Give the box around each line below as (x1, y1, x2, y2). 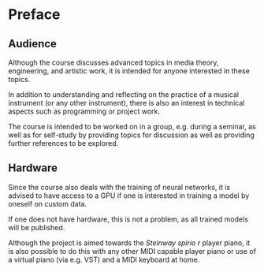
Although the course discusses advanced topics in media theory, (8, 58, 219, 67)
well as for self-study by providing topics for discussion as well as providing (8, 130, 255, 140)
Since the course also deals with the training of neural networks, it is (8, 182, 231, 192)
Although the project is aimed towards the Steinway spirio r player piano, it (8, 238, 251, 248)
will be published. (8, 222, 65, 232)
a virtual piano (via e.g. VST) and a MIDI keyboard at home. (8, 255, 200, 264)
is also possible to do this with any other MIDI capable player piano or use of (8, 246, 256, 255)
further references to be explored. (8, 139, 119, 147)
